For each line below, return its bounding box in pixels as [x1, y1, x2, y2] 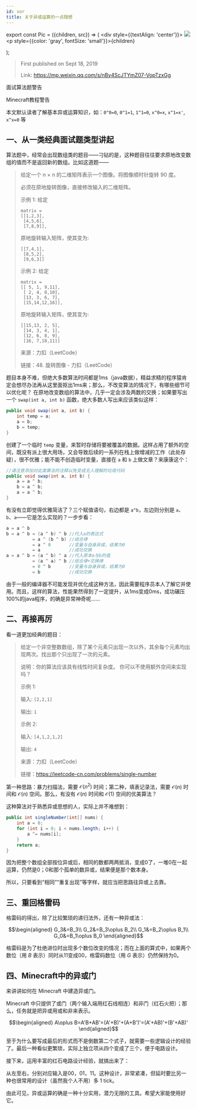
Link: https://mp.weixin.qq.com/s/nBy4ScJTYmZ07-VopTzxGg [20, 71, 171, 78]
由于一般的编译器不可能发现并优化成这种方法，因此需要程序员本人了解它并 [6, 580, 186, 587]
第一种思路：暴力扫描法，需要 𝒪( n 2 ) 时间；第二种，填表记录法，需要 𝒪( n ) [6, 782, 182, 790]
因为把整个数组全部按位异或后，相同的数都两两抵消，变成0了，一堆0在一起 [6, 859, 188, 866]
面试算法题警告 [6, 83, 42, 91]
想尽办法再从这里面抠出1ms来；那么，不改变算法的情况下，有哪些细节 [16, 382, 185, 389]
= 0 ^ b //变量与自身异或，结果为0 [32, 564, 125, 570]
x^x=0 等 [6, 116, 26, 123]
